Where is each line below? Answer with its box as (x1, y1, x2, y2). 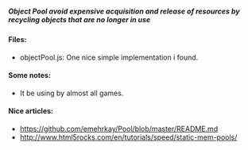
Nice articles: (8, 106, 54, 116)
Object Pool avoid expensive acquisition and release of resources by (8, 6, 240, 16)
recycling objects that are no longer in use (8, 14, 151, 24)
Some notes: (8, 71, 52, 80)
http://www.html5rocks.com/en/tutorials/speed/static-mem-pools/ (19, 132, 238, 142)
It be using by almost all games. (19, 88, 124, 98)
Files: (8, 34, 27, 44)
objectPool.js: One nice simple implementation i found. (19, 52, 199, 62)
